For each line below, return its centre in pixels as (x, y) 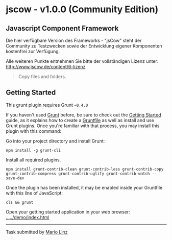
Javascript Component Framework (62, 28)
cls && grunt (20, 202)
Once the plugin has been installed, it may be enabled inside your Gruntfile (84, 187)
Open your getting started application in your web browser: (68, 212)
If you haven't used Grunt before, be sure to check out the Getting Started (83, 115)
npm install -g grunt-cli (33, 150)
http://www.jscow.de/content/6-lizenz (46, 67)
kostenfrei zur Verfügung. (33, 51)
